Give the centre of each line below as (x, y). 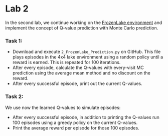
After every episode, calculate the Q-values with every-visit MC (78, 67)
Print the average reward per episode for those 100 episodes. (76, 127)
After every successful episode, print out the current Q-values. (77, 83)
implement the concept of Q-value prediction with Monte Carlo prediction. (82, 27)
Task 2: (14, 96)
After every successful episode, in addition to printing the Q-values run (86, 117)
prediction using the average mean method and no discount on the (81, 73)
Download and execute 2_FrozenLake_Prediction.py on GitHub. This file (87, 52)
